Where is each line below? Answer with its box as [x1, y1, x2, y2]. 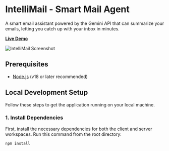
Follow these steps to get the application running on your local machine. [5, 101, 155, 107]
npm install [5, 141, 30, 146]
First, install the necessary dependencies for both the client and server [5, 126, 152, 132]
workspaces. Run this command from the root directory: [5, 131, 122, 137]
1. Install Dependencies [5, 114, 64, 121]
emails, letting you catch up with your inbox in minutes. [5, 25, 120, 31]
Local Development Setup [5, 88, 88, 97]
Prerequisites [5, 60, 48, 69]
